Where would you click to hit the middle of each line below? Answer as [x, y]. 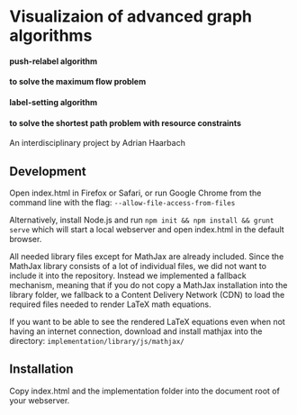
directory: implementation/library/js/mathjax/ [97, 340]
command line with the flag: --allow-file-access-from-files [122, 202]
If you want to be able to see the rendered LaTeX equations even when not [147, 321]
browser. [26, 239]
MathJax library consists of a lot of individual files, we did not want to [138, 266]
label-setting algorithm [53, 102]
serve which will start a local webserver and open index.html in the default [147, 229]
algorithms [51, 36]
